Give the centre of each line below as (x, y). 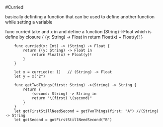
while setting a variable (29, 22)
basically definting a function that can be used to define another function (80, 17)
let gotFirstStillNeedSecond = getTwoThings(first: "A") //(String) (86, 111)
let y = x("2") (30, 76)
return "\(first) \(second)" (62, 98)
